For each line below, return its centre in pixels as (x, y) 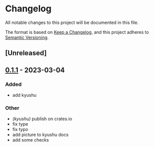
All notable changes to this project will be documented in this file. (72, 22)
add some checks (31, 140)
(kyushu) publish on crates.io (42, 119)
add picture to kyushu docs (40, 135)
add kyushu (24, 95)
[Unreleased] (26, 53)
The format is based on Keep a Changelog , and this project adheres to (77, 32)
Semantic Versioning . (27, 37)
